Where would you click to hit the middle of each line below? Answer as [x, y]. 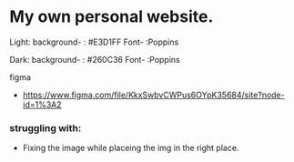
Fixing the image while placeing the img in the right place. [131, 148]
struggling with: [46, 127]
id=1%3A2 [42, 104]
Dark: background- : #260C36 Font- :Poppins [95, 59]
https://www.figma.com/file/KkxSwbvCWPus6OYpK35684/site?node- [153, 95]
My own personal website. [112, 17]
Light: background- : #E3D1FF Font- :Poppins [94, 42]
